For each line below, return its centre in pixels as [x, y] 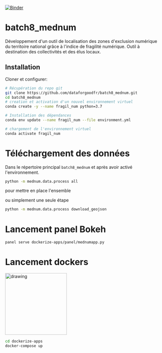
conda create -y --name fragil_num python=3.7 [54, 107]
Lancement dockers [47, 262]
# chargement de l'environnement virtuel [48, 129]
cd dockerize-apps [24, 341]
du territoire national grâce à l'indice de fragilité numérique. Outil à [73, 46]
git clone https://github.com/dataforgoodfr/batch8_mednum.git [71, 93]
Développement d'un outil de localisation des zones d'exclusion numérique [81, 41]
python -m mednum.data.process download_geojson [56, 209]
